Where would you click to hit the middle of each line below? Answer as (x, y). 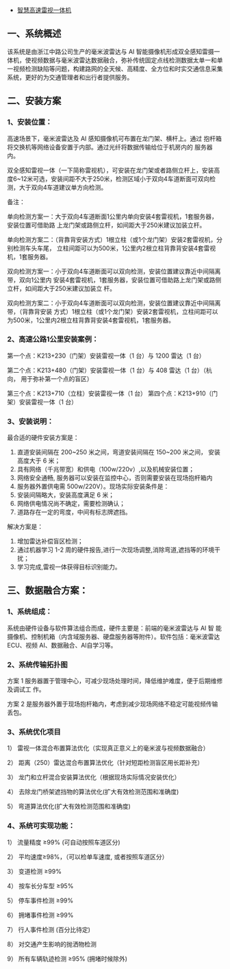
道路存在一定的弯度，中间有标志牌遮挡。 (74, 512)
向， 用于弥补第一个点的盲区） (50, 378)
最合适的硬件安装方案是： (43, 438)
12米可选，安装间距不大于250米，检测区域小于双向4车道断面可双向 (115, 179)
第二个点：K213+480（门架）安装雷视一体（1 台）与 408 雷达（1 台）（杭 (110, 370)
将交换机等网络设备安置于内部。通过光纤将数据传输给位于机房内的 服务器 (110, 147)
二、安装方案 (34, 101)
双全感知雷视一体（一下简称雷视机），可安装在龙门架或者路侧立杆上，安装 (111, 170)
